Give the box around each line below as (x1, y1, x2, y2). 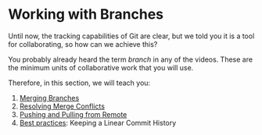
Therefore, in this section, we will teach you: (8, 78, 151, 87)
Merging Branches (19, 93, 80, 102)
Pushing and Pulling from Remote (19, 109, 127, 119)
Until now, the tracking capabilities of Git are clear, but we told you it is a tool (8, 31, 255, 41)
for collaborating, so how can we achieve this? (8, 39, 158, 48)
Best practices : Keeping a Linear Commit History (19, 118, 177, 127)
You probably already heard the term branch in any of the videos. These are (8, 55, 253, 64)
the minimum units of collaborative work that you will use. (8, 62, 194, 72)
